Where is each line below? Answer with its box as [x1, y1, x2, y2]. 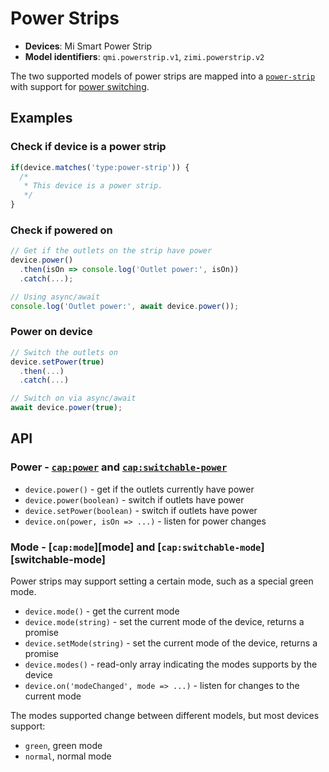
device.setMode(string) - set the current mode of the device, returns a [24, 637, 318, 649]
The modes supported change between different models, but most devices [10, 710, 320, 722]
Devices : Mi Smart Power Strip [24, 40, 153, 52]
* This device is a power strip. [23, 181, 163, 191]
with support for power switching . [10, 80, 150, 92]
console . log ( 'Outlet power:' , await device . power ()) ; [10, 301, 240, 311]
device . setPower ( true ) [10, 357, 105, 367]
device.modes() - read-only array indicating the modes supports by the [24, 658, 318, 671]
